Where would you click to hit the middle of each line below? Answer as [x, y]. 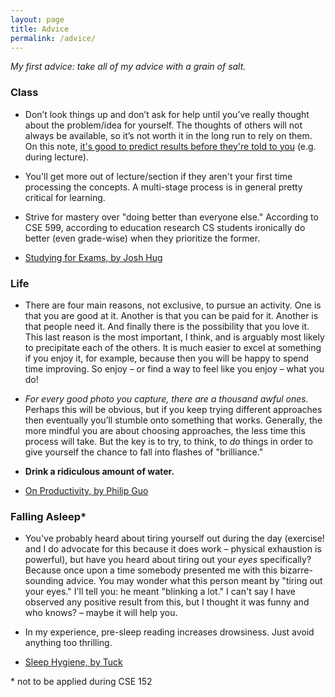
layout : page [37, 19]
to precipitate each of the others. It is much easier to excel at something [173, 347]
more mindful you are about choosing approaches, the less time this [165, 430]
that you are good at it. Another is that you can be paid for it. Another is [171, 315]
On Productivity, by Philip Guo [86, 490]
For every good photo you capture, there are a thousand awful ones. [166, 398]
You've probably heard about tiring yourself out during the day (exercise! [174, 538]
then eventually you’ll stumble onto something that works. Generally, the [173, 420]
